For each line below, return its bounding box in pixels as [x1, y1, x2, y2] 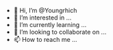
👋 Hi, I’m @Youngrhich [13, 7, 77, 14]
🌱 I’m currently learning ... [13, 21, 87, 28]
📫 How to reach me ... [13, 36, 77, 43]
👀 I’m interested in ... [13, 14, 72, 22]
